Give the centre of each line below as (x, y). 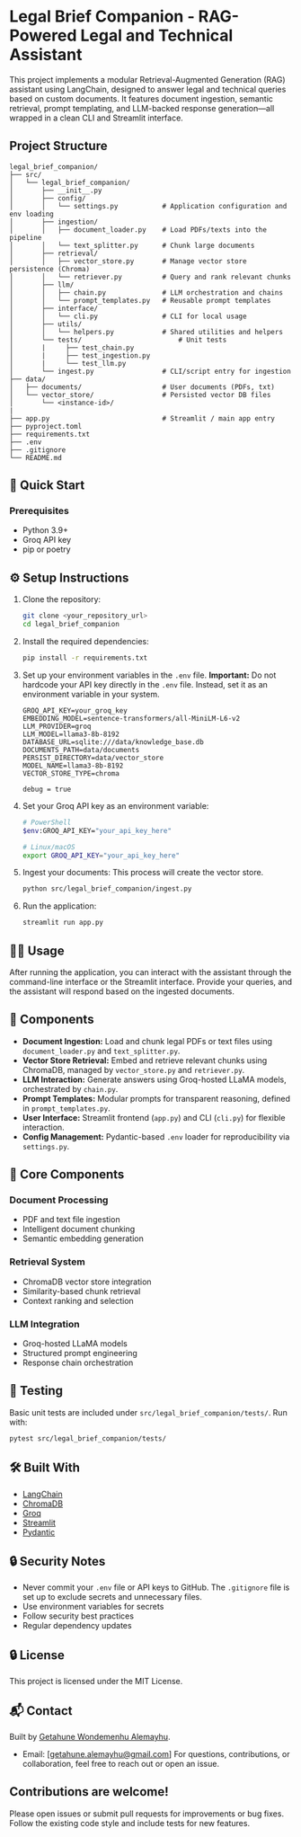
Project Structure (58, 146)
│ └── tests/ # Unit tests (118, 340)
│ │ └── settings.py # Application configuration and (148, 206)
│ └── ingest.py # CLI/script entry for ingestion (150, 371)
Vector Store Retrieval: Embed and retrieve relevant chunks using (145, 1060)
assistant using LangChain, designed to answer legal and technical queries (148, 89)
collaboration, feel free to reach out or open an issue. (121, 1763)
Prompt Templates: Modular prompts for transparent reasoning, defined (156, 1098)
